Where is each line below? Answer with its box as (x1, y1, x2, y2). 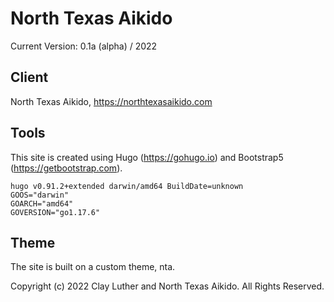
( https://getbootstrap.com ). (10, 162, 123, 174)
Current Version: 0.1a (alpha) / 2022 (10, 40, 158, 52)
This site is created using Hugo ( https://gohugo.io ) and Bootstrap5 (10, 151, 284, 163)
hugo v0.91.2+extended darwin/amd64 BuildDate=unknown (10, 181, 244, 191)
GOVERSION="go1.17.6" (10, 207, 101, 217)
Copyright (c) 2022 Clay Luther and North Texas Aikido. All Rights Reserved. (10, 280, 325, 292)
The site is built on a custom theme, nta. (10, 261, 176, 273)
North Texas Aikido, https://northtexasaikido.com (10, 95, 213, 107)
